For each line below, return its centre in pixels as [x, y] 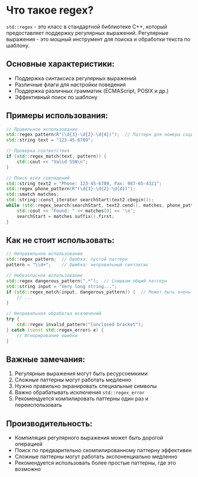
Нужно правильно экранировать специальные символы [86, 386]
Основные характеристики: [60, 64]
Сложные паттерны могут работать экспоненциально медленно [96, 457]
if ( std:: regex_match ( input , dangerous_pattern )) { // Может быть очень [99, 292]
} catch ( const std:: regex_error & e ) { [55, 330]
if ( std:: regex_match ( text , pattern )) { [57, 156]
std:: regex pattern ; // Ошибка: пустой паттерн [67, 259]
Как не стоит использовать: [60, 240]
